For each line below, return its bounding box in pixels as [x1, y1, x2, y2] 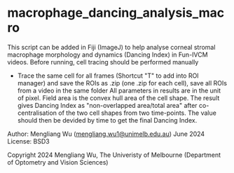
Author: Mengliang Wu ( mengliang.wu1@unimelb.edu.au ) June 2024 [7, 130, 205, 138]
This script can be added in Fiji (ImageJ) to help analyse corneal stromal [7, 43, 216, 51]
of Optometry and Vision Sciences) [7, 158, 109, 166]
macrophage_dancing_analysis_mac [7, 5, 225, 21]
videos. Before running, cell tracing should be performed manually [7, 57, 199, 66]
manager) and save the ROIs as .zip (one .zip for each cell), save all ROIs [17, 78, 228, 87]
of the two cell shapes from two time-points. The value [58, 109, 217, 117]
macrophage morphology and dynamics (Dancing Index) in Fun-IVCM [7, 50, 208, 59]
